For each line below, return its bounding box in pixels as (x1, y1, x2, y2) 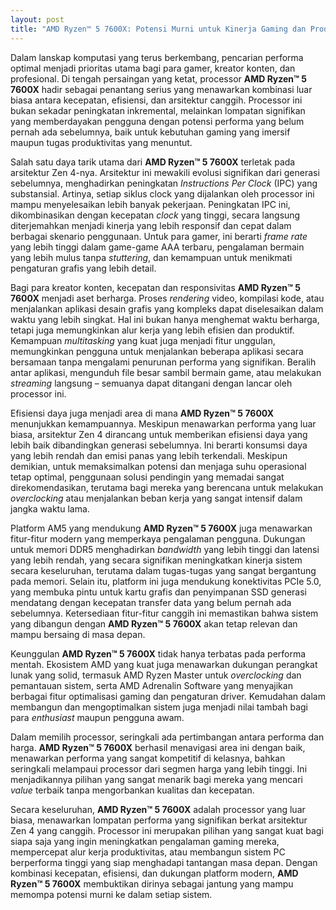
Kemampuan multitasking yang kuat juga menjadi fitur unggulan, (10, 334, 276, 346)
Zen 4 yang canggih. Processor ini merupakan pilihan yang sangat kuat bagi (10, 824, 324, 836)
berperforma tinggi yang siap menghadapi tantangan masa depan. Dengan (10, 856, 318, 868)
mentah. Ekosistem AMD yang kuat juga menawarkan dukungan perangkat (10, 658, 318, 670)
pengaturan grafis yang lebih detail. (10, 262, 157, 274)
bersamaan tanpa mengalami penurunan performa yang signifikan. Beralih (10, 356, 317, 368)
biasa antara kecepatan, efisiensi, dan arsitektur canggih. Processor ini (10, 94, 303, 106)
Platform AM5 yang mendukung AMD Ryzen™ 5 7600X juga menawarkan (10, 522, 313, 534)
